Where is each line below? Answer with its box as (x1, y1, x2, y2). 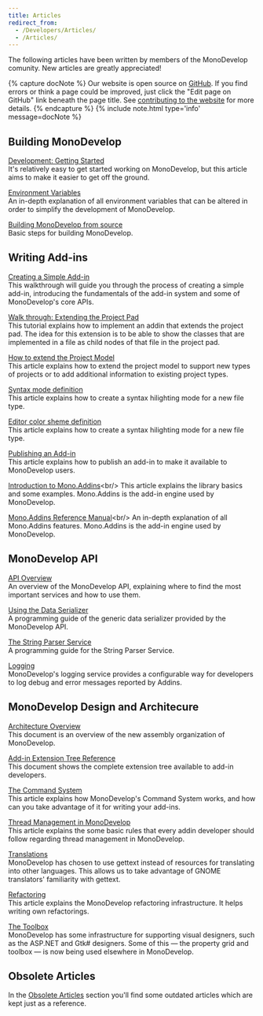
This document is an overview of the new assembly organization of (8, 729, 225, 739)
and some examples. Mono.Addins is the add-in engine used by (8, 489, 214, 499)
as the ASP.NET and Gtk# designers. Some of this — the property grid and (8, 938, 249, 947)
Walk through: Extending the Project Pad (8, 312, 140, 321)
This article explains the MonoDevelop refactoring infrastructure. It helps (8, 898, 243, 907)
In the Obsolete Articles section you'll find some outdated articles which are (8, 990, 254, 1000)
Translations (8, 849, 49, 858)
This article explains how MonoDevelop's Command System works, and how (8, 793, 256, 803)
